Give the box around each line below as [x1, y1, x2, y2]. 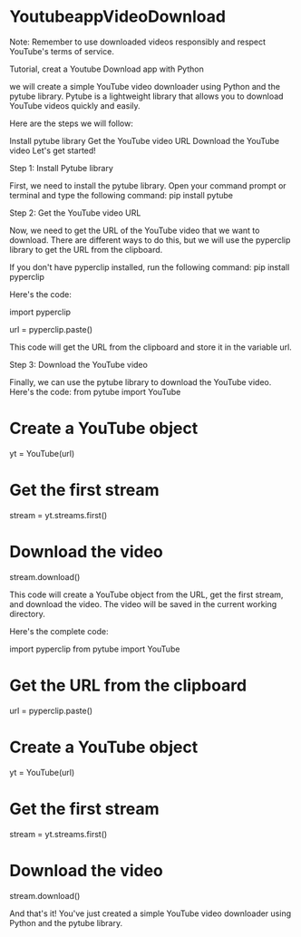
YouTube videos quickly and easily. [9, 100, 141, 111]
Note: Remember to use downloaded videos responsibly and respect [9, 36, 266, 47]
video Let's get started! [9, 145, 97, 156]
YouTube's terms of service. [9, 45, 115, 56]
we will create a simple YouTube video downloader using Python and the [9, 81, 281, 92]
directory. [9, 608, 45, 619]
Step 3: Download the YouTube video [9, 359, 148, 370]
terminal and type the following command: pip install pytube [9, 189, 234, 200]
